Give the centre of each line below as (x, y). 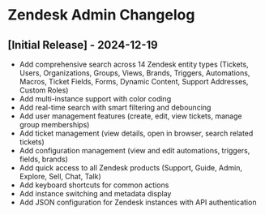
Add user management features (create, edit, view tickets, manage (130, 116)
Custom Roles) (44, 90)
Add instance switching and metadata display (95, 193)
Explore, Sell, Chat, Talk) (60, 176)
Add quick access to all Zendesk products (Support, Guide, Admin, (131, 168)
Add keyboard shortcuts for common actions (94, 185)
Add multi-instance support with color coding (95, 99)
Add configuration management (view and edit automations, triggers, (135, 150)
